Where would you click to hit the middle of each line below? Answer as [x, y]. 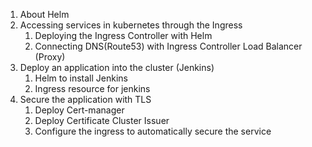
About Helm [44, 14]
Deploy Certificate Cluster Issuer [102, 120]
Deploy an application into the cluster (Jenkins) [117, 67]
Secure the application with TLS [85, 99]
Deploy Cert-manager [79, 110]
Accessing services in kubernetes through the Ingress [131, 25]
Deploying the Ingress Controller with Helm [123, 35]
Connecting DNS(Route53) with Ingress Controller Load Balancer [168, 46]
